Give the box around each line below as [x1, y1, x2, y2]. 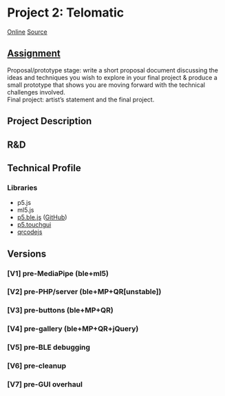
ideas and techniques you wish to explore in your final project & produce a [7, 73, 218, 81]
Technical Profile [7, 162, 81, 174]
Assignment [7, 48, 61, 59]
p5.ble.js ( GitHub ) [17, 213, 67, 221]
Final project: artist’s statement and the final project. [7, 95, 155, 103]
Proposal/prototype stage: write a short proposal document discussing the [7, 66, 219, 74]
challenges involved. [7, 88, 65, 96]
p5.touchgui [17, 221, 52, 229]
